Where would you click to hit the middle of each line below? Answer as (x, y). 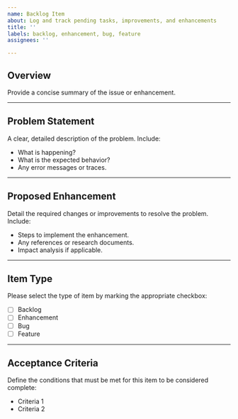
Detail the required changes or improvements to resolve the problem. (108, 213)
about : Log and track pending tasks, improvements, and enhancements (112, 21)
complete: (22, 388)
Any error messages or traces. (62, 167)
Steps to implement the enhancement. (73, 234)
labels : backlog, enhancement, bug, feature (74, 34)
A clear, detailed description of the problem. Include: (84, 138)
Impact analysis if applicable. (60, 250)
